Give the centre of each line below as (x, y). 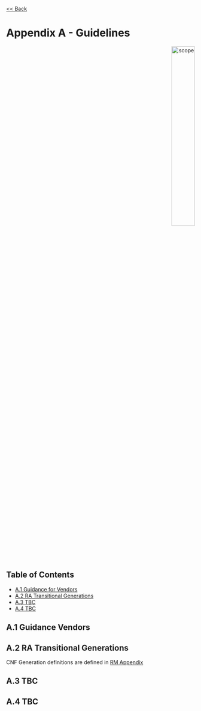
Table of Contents (40, 575)
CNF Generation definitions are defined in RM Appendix (75, 662)
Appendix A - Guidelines (68, 33)
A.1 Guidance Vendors (48, 627)
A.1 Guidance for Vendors (46, 589)
